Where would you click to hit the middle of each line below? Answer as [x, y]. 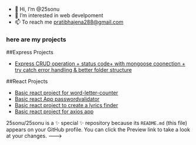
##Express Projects [30, 52]
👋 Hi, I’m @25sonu [37, 9]
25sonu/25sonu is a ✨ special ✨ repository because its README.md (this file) [97, 123]
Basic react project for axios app [54, 111]
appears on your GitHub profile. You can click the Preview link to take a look [98, 130]
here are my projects [36, 39]
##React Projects [27, 81]
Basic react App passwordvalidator [57, 99]
